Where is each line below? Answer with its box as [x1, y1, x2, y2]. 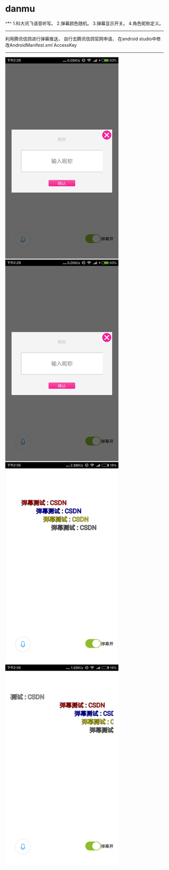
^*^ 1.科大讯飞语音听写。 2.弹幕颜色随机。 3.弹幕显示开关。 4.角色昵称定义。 [5, 20, 164, 26]
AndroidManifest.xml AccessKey [9, 42, 77, 48]
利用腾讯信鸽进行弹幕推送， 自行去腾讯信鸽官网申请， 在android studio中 [5, 36, 157, 42]
